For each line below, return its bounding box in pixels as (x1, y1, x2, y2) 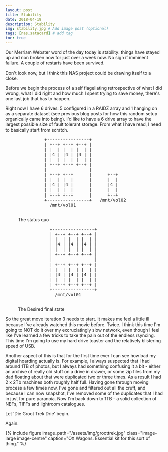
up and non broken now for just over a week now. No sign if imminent (5, 54, 149, 60)
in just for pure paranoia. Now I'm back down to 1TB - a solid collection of (5, 395, 157, 401)
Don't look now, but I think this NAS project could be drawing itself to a (5, 70, 151, 76)
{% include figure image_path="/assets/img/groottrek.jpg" (5, 430, 126, 436)
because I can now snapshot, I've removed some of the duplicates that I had (5, 390, 163, 396)
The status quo (18, 216, 49, 222)
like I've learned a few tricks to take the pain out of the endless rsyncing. (5, 332, 155, 338)
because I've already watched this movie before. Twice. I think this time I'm (5, 321, 161, 328)
